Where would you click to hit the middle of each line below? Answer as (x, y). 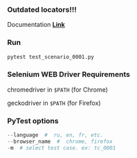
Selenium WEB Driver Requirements (68, 75)
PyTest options (33, 121)
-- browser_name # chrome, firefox (60, 141)
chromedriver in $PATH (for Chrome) (58, 89)
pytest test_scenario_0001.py (51, 57)
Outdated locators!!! (42, 10)
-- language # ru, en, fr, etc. (55, 135)
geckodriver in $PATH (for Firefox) (54, 103)
